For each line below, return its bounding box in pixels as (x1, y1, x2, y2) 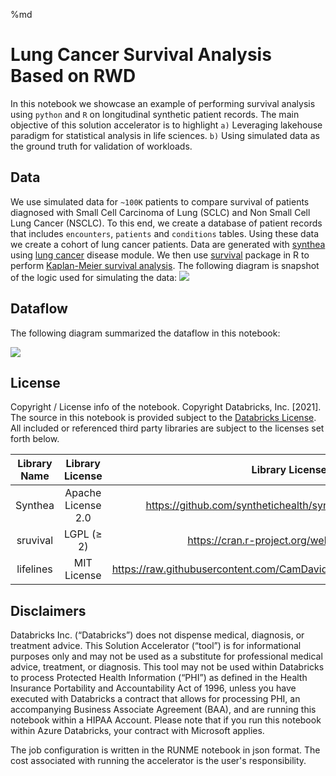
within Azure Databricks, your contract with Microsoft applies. (10, 725, 265, 737)
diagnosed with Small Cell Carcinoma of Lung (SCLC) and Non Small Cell (10, 206, 311, 218)
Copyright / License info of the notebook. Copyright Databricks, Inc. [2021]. (10, 401, 322, 413)
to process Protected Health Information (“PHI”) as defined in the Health (10, 672, 308, 684)
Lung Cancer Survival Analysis (10, 44, 272, 66)
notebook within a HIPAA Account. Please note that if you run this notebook (10, 714, 322, 726)
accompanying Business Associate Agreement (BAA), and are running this (10, 704, 317, 716)
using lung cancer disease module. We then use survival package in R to (10, 249, 310, 261)
